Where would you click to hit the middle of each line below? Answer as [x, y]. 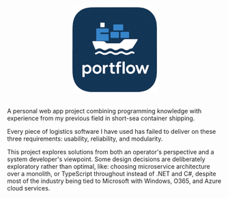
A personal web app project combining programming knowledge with [104, 111]
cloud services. [29, 188]
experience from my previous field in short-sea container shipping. [101, 118]
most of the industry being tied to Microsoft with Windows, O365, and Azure [114, 181]
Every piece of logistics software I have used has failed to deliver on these [112, 132]
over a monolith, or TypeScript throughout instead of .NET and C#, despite [112, 174]
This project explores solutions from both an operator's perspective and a [111, 152]
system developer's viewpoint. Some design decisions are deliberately [106, 159]
